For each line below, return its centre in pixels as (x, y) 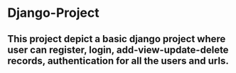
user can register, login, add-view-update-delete (118, 49)
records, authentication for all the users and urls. (118, 61)
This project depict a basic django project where (117, 39)
